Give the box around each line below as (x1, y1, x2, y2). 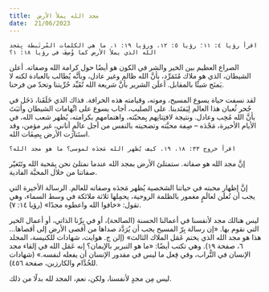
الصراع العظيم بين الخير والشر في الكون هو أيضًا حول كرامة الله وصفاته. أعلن (9, 62, 239, 72)
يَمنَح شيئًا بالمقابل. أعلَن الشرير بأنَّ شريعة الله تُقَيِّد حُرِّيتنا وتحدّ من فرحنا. (9, 79, 224, 89)
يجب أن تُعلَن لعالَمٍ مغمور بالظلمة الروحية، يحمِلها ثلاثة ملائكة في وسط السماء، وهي (9, 191, 255, 201)
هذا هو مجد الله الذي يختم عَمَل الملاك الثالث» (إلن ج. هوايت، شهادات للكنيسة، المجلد (9, 232, 262, 241)
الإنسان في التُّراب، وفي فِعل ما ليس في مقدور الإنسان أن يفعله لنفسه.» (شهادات (9, 249, 251, 259)
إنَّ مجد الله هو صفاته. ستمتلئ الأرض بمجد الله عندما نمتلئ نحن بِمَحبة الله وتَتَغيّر (9, 158, 246, 168)
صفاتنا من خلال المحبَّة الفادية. (9, 167, 97, 176)
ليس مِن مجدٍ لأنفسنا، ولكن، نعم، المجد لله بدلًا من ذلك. (9, 274, 172, 283)
